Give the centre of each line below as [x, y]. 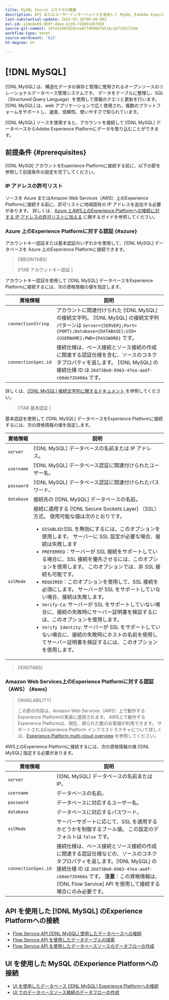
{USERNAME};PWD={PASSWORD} [89, 338]
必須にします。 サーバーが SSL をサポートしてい [99, 590]
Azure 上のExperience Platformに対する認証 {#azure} [71, 231]
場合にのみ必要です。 [81, 892]
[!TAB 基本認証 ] [34, 408]
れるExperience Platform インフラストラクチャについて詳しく [98, 730]
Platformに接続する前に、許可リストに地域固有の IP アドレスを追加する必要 [83, 204]
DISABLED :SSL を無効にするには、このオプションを [101, 529]
